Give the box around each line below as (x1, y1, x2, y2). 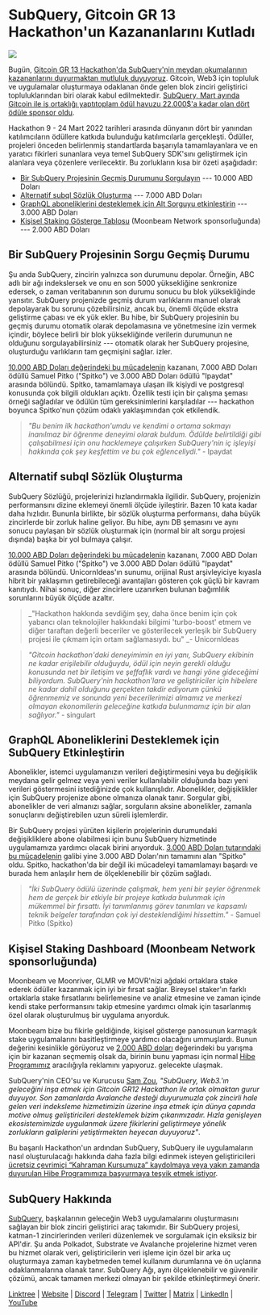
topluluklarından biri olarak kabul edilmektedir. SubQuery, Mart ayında (8, 90, 240, 100)
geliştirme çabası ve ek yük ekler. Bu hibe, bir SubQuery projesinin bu (8, 312, 239, 322)
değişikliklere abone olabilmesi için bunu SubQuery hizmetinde (8, 834, 218, 844)
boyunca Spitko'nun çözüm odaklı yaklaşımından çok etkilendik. (8, 405, 220, 415)
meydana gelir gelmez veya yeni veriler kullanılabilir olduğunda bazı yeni (8, 776, 248, 785)
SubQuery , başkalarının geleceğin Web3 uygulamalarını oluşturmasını (8, 1213, 239, 1223)
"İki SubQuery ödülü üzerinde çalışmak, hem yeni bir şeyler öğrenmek (27, 884, 261, 894)
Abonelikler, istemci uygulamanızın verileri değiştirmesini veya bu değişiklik (8, 767, 258, 777)
